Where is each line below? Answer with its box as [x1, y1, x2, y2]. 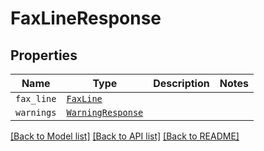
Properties [10, 47, 78, 64]
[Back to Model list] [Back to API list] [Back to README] [10, 130, 240, 142]
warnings [15, 107, 57, 118]
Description [153, 77, 210, 90]
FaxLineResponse [10, 7, 162, 30]
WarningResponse [66, 107, 144, 118]
